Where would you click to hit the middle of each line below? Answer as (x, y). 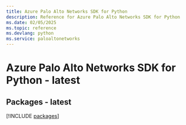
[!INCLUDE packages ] (33, 116)
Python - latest (43, 80)
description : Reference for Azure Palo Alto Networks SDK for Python (93, 17)
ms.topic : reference (31, 28)
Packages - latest (39, 102)
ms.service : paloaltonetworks (43, 39)
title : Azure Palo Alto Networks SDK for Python (67, 11)
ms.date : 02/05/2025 (31, 22)
